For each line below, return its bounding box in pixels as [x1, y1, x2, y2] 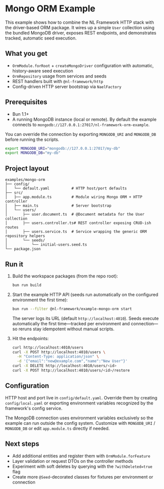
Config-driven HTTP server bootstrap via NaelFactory [12, 84, 122, 89]
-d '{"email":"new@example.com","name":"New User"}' [17, 359, 128, 364]
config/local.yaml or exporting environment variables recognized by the [5, 400, 154, 406]
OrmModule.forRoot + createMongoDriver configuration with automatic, [12, 62, 154, 68]
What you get [5, 49, 48, 58]
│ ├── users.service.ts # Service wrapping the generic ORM [5, 229, 147, 234]
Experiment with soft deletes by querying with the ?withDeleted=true [12, 463, 153, 469]
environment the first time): [12, 297, 68, 303]
